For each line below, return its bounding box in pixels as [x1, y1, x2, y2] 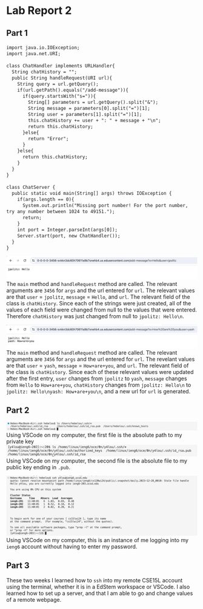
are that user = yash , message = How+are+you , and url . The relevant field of [6, 362, 189, 369]
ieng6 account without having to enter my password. [6, 543, 138, 550]
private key [6, 438, 35, 445]
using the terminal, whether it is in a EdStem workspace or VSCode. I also [6, 583, 190, 590]
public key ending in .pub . [6, 464, 71, 471]
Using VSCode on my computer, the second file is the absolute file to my [6, 457, 188, 464]
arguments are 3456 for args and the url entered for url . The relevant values [6, 287, 195, 294]
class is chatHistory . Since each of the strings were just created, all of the [6, 300, 191, 307]
